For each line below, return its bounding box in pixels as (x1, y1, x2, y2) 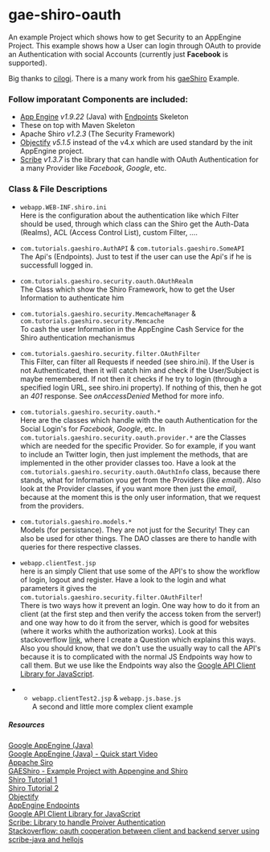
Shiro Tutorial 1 (8, 775, 58, 784)
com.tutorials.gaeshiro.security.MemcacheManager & (19, 308, 197, 318)
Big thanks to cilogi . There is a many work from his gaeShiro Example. (8, 73, 239, 83)
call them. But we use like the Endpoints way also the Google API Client (19, 660, 256, 670)
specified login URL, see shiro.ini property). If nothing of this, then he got (19, 383, 262, 392)
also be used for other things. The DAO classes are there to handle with (19, 533, 257, 543)
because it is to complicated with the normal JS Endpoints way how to (19, 651, 253, 661)
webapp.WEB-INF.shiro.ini (19, 203, 107, 211)
